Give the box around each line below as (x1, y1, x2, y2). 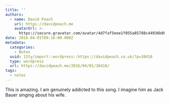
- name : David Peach (10, 17, 53, 22)
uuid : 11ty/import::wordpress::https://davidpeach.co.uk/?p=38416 (10, 54, 153, 59)
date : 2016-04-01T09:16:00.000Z (5, 36, 73, 41)
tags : (5, 68, 17, 73)
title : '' (5, 7, 26, 13)
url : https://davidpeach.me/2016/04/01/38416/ (10, 63, 110, 68)
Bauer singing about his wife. (5, 91, 66, 98)
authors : (5, 12, 24, 17)
